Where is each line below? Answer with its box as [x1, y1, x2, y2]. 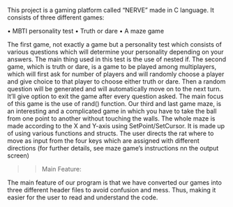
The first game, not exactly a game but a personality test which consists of [7, 40, 222, 48]
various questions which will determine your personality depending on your [7, 48, 225, 56]
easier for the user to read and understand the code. [7, 193, 158, 201]
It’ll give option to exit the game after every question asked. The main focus [7, 92, 224, 100]
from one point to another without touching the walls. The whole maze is [7, 114, 216, 123]
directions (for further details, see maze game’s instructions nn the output [7, 144, 219, 152]
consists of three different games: [7, 13, 105, 22]
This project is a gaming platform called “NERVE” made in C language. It [7, 6, 215, 14]
